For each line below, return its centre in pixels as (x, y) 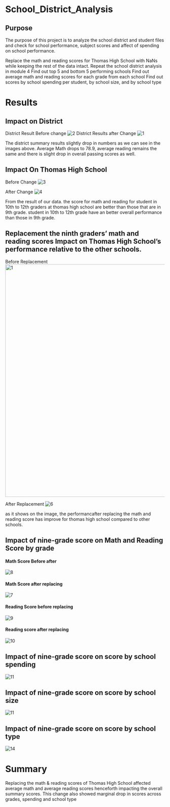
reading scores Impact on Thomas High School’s (83, 241)
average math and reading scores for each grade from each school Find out (84, 77)
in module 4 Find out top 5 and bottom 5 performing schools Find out (77, 71)
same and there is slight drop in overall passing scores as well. (70, 154)
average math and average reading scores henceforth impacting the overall (84, 789)
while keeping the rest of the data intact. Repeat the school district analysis (83, 66)
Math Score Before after (31, 561)
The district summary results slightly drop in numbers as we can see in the (83, 143)
